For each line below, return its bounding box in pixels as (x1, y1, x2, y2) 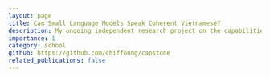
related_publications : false (8, 57, 106, 65)
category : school (8, 42, 67, 50)
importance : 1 (8, 34, 56, 43)
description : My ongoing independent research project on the (8, 26, 221, 34)
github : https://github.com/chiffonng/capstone (8, 49, 171, 57)
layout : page (8, 11, 52, 20)
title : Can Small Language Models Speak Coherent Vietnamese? (8, 19, 221, 27)
